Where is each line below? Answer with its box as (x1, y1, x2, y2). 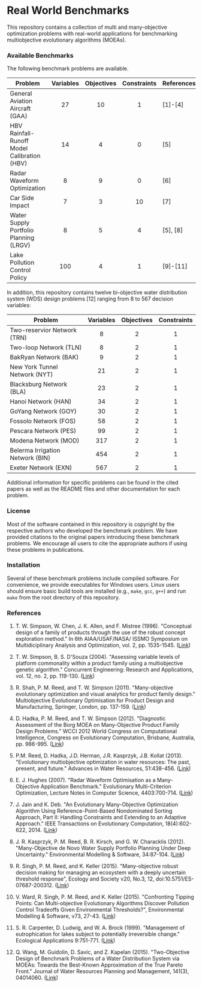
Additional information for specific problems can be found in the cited (7, 479, 179, 486)
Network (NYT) (10, 370, 53, 379)
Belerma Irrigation (10, 446, 61, 454)
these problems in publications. (7, 546, 85, 553)
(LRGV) (10, 241, 31, 249)
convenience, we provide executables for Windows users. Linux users (7, 581, 180, 588)
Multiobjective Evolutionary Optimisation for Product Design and (15, 697, 174, 704)
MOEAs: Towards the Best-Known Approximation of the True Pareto (15, 961, 183, 968)
